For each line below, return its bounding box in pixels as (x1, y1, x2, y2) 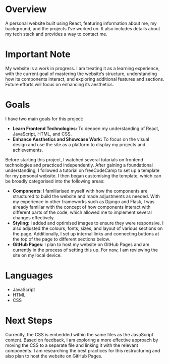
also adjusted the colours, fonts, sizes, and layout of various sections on (12, 225, 163, 231)
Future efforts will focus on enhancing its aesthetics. (5, 81, 115, 87)
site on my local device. (12, 252, 62, 258)
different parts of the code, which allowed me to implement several (12, 209, 152, 215)
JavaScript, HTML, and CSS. (12, 131, 72, 137)
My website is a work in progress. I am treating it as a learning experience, (5, 65, 160, 71)
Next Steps (5, 315, 53, 326)
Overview (5, 4, 47, 15)
